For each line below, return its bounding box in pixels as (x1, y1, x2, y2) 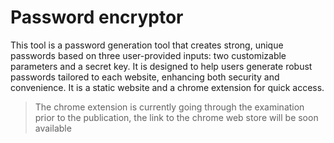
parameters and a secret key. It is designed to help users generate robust (10, 60, 313, 72)
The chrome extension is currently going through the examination (34, 101, 305, 113)
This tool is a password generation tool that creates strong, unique (10, 39, 284, 51)
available (34, 122, 72, 134)
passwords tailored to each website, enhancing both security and (10, 71, 280, 83)
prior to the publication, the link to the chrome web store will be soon (34, 111, 319, 123)
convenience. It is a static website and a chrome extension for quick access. (10, 81, 325, 93)
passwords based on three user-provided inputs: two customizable (10, 49, 287, 61)
